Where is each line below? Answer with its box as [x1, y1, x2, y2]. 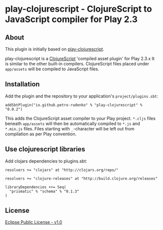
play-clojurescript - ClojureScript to [5, 3, 152, 15]
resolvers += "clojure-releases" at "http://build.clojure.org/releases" [5, 176, 158, 181]
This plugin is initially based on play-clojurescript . [5, 46, 105, 52]
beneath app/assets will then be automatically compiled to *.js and [5, 121, 140, 126]
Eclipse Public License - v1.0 [5, 219, 62, 225]
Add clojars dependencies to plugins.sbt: [5, 158, 88, 164]
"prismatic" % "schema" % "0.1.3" [9, 189, 79, 194]
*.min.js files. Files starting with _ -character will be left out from [5, 125, 135, 131]
